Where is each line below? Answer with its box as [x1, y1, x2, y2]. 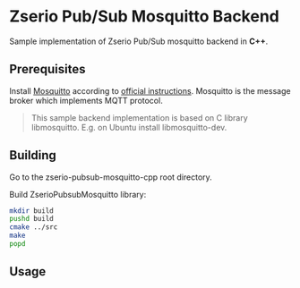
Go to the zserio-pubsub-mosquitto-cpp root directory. [9, 172, 212, 182]
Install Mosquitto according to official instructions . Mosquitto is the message [9, 85, 291, 96]
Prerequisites [9, 62, 86, 77]
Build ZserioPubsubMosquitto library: [9, 189, 147, 199]
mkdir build [9, 206, 54, 216]
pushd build [9, 215, 54, 224]
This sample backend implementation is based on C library [30, 112, 248, 123]
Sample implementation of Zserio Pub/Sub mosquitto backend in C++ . [9, 36, 269, 47]
